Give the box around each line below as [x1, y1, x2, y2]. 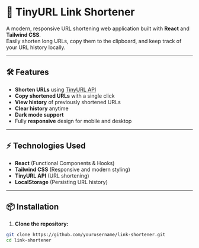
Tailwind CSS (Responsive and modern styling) [14, 166, 130, 173]
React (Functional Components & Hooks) [14, 159, 115, 166]
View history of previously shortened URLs [14, 98, 121, 105]
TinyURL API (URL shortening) [14, 172, 90, 179]
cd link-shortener [6, 237, 52, 243]
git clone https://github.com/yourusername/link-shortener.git [6, 232, 166, 238]
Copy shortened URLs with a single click [14, 92, 115, 99]
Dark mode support [14, 111, 64, 118]
